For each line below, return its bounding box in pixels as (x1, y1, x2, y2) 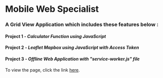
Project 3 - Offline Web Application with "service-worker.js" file (5, 56, 140, 62)
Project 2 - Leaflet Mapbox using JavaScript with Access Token (5, 44, 139, 50)
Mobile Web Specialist (5, 3, 99, 15)
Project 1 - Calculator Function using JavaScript (5, 33, 107, 39)
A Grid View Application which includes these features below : (5, 21, 159, 28)
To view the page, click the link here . (5, 67, 80, 73)
